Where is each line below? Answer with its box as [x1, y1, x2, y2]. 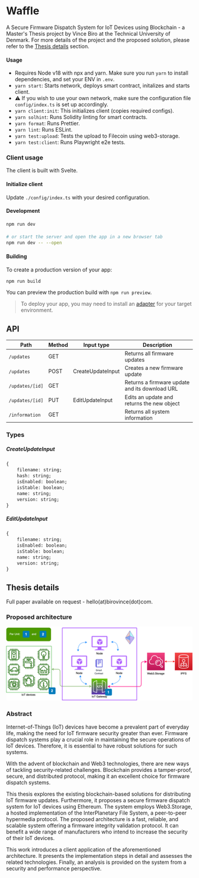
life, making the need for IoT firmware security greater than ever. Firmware [6, 729, 188, 736]
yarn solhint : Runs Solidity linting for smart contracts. [14, 114, 148, 121]
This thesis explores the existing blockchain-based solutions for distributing [6, 790, 191, 797]
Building [6, 253, 27, 260]
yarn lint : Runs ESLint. [14, 126, 73, 133]
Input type [83, 341, 110, 348]
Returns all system [124, 408, 170, 415]
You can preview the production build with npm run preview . [6, 289, 152, 296]
